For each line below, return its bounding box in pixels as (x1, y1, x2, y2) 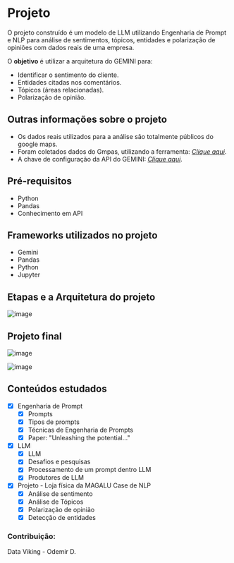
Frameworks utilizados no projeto (7, 229, 158, 241)
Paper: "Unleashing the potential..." (27, 434, 130, 442)
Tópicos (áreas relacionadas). (17, 85, 104, 94)
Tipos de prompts (27, 418, 80, 426)
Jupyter (17, 270, 41, 279)
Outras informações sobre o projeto (7, 114, 168, 126)
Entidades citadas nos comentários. (17, 78, 122, 86)
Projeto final (7, 330, 62, 342)
